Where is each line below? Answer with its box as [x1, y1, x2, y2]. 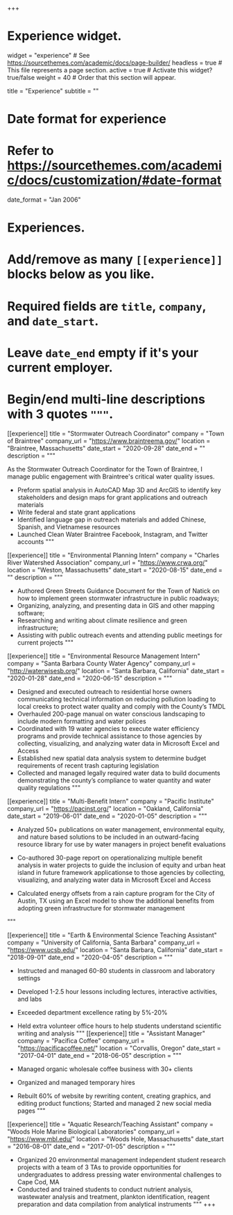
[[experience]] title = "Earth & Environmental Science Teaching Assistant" [7, 931, 217, 939]
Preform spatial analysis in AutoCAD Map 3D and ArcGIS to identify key [17, 485, 221, 494]
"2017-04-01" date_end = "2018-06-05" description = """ [17, 1051, 182, 1059]
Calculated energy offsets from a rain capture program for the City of [17, 889, 215, 897]
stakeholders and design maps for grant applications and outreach [17, 493, 208, 501]
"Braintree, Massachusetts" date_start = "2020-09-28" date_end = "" [7, 444, 206, 452]
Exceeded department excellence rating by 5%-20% [17, 1008, 168, 1016]
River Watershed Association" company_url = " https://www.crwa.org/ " [7, 558, 208, 567]
